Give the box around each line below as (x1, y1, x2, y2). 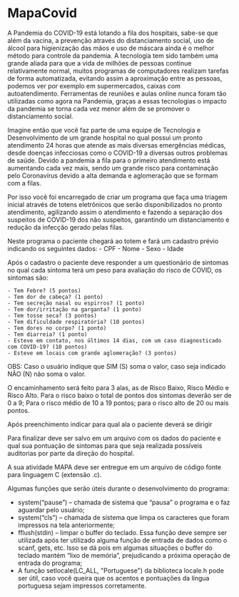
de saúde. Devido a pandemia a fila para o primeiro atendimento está (7, 155, 210, 165)
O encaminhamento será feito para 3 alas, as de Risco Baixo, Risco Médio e (7, 383, 230, 392)
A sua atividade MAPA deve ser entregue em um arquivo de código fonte (7, 462, 222, 471)
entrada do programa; (17, 558, 83, 567)
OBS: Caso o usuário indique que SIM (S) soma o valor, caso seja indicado (7, 362, 226, 370)
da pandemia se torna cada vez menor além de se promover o (7, 104, 190, 113)
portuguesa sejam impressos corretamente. (17, 581, 147, 590)
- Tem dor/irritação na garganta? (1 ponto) (7, 305, 142, 313)
